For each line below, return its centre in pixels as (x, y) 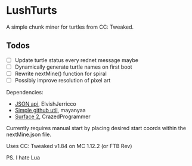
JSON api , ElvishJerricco (45, 104)
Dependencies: (25, 92)
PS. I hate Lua (23, 158)
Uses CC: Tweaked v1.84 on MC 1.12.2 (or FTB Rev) (69, 146)
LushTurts (32, 10)
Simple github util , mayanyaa (50, 110)
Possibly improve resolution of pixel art (63, 80)
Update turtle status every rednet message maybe (77, 60)
